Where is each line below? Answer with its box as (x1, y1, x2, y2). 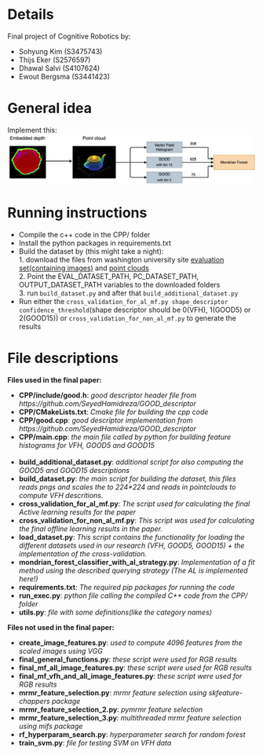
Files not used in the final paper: (7, 622, 115, 632)
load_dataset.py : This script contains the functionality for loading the (18, 532, 245, 541)
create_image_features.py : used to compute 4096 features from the (18, 638, 243, 647)
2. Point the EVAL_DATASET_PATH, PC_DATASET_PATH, (18, 271, 199, 280)
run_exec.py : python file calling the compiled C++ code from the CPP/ (18, 591, 248, 600)
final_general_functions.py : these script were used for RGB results (18, 654, 237, 664)
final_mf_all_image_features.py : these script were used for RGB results (18, 662, 252, 673)
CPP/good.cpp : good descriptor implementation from (18, 415, 193, 425)
